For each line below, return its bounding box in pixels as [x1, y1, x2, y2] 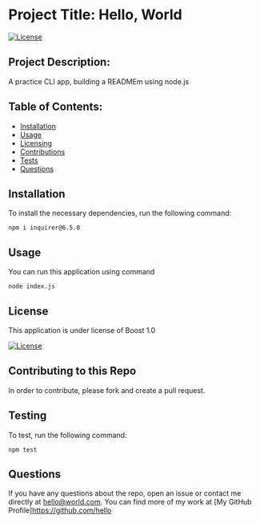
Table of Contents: [8, 100, 103, 114]
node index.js [8, 282, 56, 290]
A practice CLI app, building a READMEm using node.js [8, 76, 190, 86]
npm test [8, 445, 38, 454]
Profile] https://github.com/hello [8, 505, 112, 515]
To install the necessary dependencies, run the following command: [8, 209, 232, 218]
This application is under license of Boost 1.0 [8, 326, 156, 334]
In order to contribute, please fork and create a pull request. [8, 385, 206, 395]
